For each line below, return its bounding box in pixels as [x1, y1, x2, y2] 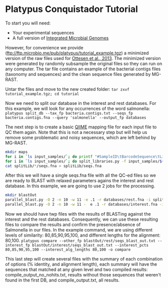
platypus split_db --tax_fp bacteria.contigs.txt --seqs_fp [5, 111, 133, 116]
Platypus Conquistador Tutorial [5, 3, 138, 15]
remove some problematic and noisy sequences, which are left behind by [5, 134, 156, 140]
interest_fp [5, 243, 30, 248]
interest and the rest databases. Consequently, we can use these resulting [5, 216, 158, 223]
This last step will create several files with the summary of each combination [5, 256, 163, 262]
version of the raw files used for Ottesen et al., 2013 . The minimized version [5, 55, 161, 61]
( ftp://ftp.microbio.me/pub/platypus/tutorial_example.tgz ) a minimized [5, 50, 149, 56]
